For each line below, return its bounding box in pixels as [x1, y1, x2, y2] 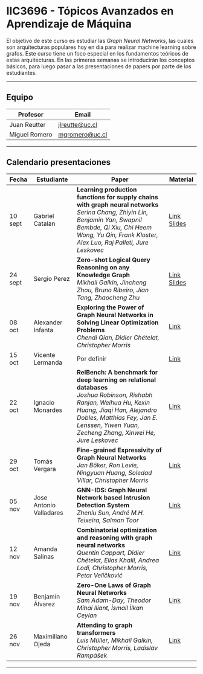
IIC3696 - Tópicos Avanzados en [6, 4, 174, 18]
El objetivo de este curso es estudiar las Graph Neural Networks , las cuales [6, 37, 194, 44]
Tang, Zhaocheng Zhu [76, 293, 140, 301]
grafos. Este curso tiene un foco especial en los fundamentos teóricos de [6, 50, 188, 57]
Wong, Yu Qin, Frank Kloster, [76, 231, 158, 239]
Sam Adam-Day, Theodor [76, 596, 151, 605]
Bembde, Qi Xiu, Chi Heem [76, 223, 152, 231]
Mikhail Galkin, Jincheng [76, 278, 147, 286]
